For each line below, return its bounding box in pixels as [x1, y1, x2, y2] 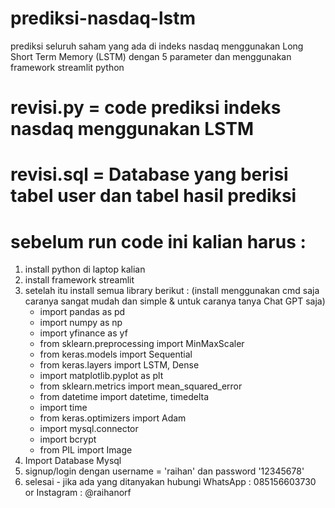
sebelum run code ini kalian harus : [10, 230, 307, 253]
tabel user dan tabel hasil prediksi [10, 185, 297, 207]
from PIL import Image [39, 444, 133, 456]
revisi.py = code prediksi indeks [10, 97, 282, 119]
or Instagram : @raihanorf [24, 487, 132, 499]
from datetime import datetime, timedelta [39, 391, 210, 403]
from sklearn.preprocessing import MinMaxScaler [39, 338, 245, 350]
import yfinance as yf [39, 327, 128, 339]
